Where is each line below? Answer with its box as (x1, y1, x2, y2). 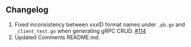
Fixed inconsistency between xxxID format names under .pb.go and (14, 20, 186, 28)
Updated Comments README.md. (14, 33, 100, 41)
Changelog (5, 5, 49, 15)
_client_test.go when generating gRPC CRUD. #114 (14, 27, 146, 34)
